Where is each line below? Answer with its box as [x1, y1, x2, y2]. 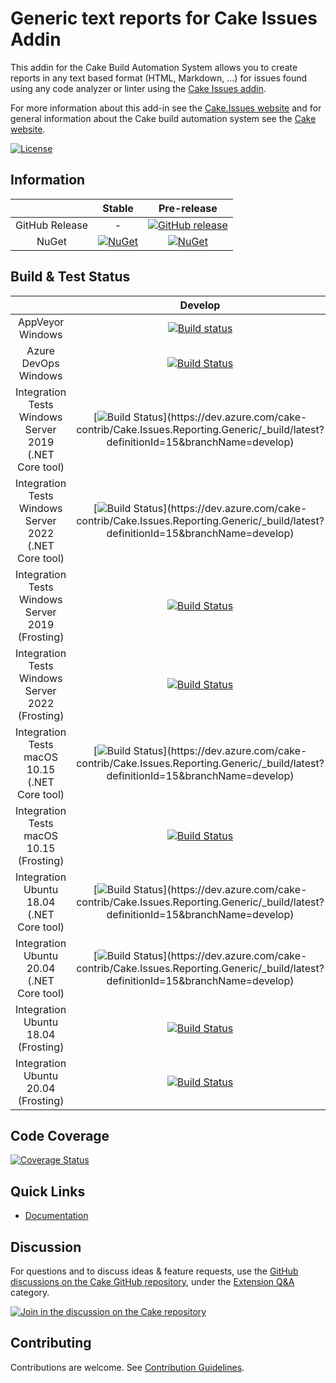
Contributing [10, 1335, 92, 1352]
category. [10, 1287, 50, 1298]
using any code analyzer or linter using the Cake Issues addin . [10, 82, 267, 94]
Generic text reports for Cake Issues [10, 7, 318, 30]
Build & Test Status [10, 268, 131, 286]
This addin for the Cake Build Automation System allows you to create [10, 61, 298, 73]
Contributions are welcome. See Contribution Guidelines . [10, 1361, 245, 1373]
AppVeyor [17, 315, 65, 329]
